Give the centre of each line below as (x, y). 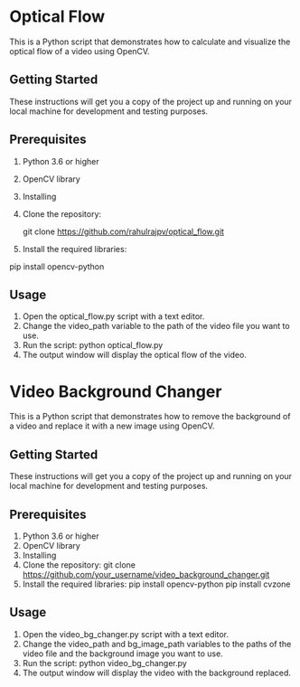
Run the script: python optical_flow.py (93, 345)
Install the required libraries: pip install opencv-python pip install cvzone (156, 584)
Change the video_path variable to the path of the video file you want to (156, 326)
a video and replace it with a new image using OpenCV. (112, 426)
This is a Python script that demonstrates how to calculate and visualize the (150, 42)
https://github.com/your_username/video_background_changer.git (146, 574)
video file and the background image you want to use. (122, 654)
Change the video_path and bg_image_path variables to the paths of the (157, 644)
